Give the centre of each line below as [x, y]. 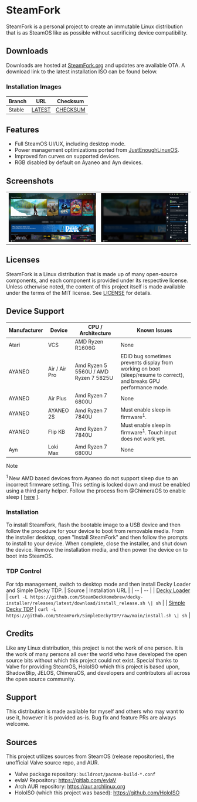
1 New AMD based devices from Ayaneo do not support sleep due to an [92, 478]
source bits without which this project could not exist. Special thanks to [92, 660]
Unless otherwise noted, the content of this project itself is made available [96, 286]
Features [23, 130]
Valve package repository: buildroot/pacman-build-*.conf [85, 774]
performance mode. [145, 387]
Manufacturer [26, 330]
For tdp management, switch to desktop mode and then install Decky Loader [98, 584]
